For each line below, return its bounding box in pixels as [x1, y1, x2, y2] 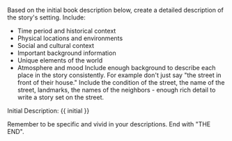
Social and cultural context [17, 42, 95, 49]
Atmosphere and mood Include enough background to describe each [17, 64, 216, 72]
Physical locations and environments [17, 34, 123, 42]
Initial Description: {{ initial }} [7, 107, 90, 115]
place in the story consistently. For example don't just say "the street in [17, 71, 222, 79]
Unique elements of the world [17, 56, 103, 65]
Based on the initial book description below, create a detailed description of [7, 6, 224, 14]
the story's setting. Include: [7, 13, 86, 22]
